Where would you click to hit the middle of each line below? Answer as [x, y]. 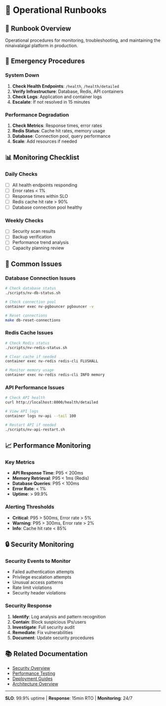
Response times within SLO [40, 196]
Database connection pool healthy [47, 207]
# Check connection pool [31, 302]
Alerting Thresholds [30, 507]
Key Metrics [20, 462]
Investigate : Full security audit [43, 627]
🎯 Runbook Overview [38, 29]
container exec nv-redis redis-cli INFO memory [55, 375]
